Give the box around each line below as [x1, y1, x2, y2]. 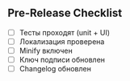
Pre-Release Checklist [7, 6, 123, 20]
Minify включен [19, 46, 73, 55]
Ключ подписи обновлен [19, 55, 106, 64]
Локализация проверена [19, 36, 105, 47]
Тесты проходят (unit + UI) [19, 27, 111, 37]
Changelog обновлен [19, 64, 92, 74]
